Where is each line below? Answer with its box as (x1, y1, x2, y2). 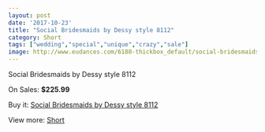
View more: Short (8, 115, 65, 124)
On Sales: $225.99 (8, 85, 70, 94)
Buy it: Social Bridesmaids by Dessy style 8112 (8, 100, 159, 109)
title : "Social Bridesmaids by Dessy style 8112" (8, 26, 175, 34)
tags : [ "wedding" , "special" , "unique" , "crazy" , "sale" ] (8, 41, 189, 49)
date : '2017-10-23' (8, 19, 73, 27)
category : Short (8, 33, 62, 42)
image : (8, 48, 30, 56)
